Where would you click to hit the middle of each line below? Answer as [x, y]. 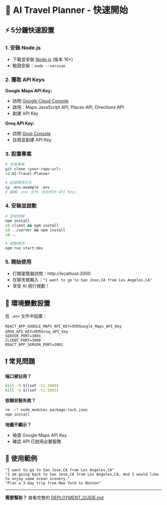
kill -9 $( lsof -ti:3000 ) [32, 386]
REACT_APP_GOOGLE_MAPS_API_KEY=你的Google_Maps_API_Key [63, 326]
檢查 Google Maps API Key [40, 435]
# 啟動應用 [15, 244]
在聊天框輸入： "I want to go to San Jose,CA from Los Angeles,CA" [82, 280]
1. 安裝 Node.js [23, 48]
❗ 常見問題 [20, 361]
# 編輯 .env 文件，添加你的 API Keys [41, 192]
